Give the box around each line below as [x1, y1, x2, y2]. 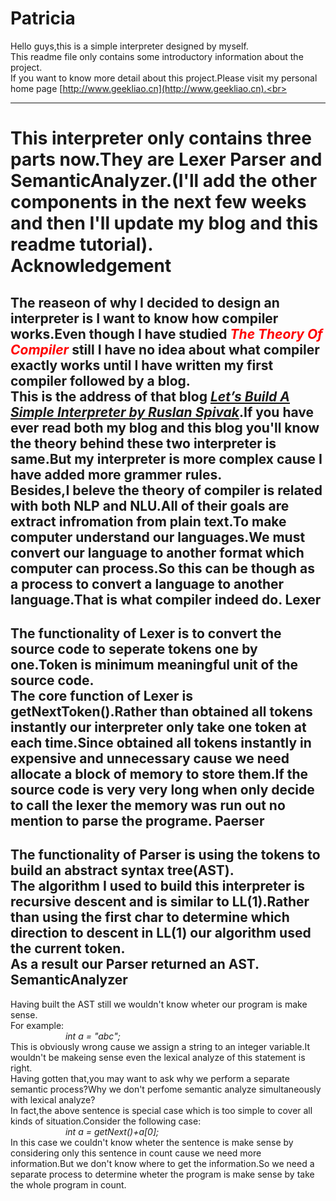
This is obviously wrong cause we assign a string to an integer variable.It [10, 1040, 311, 1052]
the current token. [10, 940, 126, 957]
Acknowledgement [10, 255, 172, 277]
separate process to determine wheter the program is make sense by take [10, 1168, 315, 1180]
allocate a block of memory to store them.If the [10, 765, 309, 782]
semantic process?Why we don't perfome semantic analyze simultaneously [10, 1083, 322, 1095]
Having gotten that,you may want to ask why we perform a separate [10, 1072, 290, 1084]
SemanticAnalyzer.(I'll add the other [10, 170, 318, 192]
